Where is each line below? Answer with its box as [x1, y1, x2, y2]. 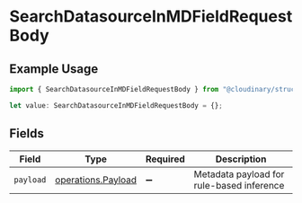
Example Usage [9, 61, 99, 76]
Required [145, 153, 186, 165]
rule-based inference [193, 179, 285, 191]
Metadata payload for [193, 168, 285, 181]
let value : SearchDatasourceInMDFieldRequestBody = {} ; [9, 101, 223, 110]
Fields [9, 126, 45, 141]
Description [215, 153, 267, 165]
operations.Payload [55, 173, 138, 186]
